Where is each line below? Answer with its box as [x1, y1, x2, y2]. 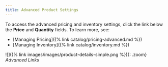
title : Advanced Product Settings [5, 7, 79, 13]
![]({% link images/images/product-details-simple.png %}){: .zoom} [5, 51, 147, 57]
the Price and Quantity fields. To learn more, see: [5, 26, 110, 33]
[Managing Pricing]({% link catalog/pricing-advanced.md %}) [12, 36, 143, 42]
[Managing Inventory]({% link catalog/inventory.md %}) [12, 41, 130, 48]
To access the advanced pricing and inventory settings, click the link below [5, 21, 163, 27]
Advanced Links [5, 56, 40, 63]
